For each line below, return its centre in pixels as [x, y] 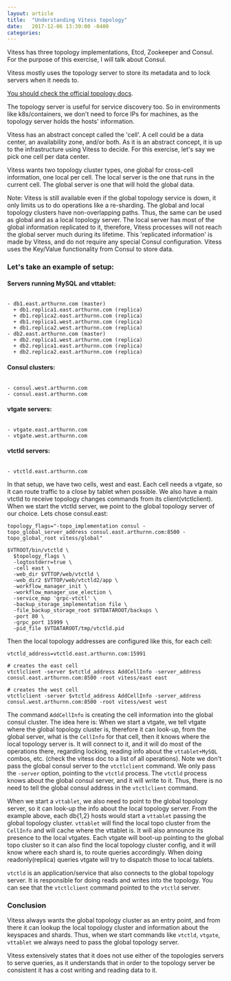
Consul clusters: [31, 367]
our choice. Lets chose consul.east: [58, 513]
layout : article [30, 13]
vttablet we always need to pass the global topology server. [93, 942]
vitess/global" [81, 538]
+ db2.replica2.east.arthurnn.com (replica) [78, 352]
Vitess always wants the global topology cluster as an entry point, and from [114, 920]
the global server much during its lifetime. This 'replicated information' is [110, 235]
